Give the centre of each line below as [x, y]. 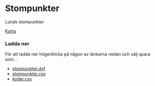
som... [11, 59]
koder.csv [22, 79]
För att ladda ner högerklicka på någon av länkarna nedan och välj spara [78, 54]
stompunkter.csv [29, 74]
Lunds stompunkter [25, 22]
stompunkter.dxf [29, 69]
